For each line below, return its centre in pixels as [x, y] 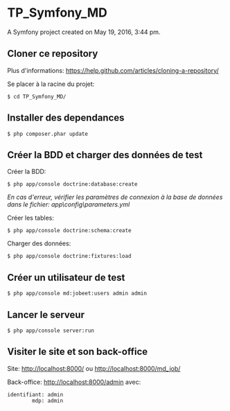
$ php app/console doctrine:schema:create [69, 231]
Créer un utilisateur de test [66, 278]
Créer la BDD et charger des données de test [105, 155]
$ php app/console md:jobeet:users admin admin [77, 294]
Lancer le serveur [46, 314]
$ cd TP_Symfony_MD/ [37, 96]
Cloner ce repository [53, 54]
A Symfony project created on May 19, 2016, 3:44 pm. [84, 32]
